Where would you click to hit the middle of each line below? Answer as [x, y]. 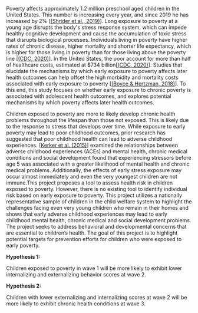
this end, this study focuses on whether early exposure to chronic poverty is [99, 90]
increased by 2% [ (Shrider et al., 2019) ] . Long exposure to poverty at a [92, 21]
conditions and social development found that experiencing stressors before [99, 158]
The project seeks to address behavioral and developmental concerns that [96, 227]
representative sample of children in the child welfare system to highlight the [99, 202]
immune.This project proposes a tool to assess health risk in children [90, 183]
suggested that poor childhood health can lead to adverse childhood [89, 139]
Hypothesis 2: [24, 286]
